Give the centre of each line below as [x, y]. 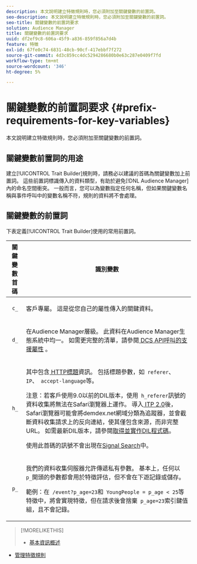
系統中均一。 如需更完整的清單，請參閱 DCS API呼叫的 [107, 340]
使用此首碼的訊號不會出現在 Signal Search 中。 [89, 445]
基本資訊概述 [45, 542]
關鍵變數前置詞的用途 [45, 158]
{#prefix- [134, 108]
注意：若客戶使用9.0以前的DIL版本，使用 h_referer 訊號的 [106, 395]
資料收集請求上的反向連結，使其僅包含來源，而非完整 [105, 422]
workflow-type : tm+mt [33, 61]
